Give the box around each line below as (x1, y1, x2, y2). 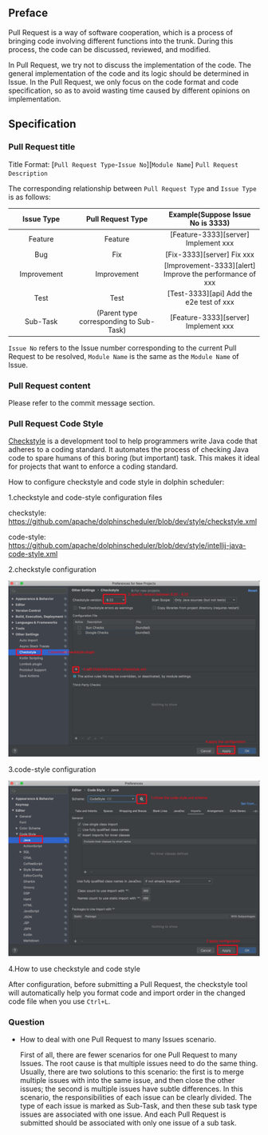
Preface (8, 6, 49, 20)
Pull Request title (8, 142, 76, 153)
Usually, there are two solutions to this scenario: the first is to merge (19, 1067, 245, 1077)
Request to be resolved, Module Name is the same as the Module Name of (8, 351, 239, 361)
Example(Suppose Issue (168, 210, 251, 219)
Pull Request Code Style (8, 418, 104, 429)
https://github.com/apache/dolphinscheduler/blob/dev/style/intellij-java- (8, 541, 246, 550)
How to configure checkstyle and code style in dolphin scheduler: (8, 478, 225, 487)
